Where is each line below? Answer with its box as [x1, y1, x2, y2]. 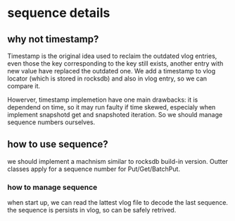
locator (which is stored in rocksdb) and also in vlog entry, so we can [7, 74, 208, 83]
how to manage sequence [7, 182, 98, 192]
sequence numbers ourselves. [7, 118, 96, 126]
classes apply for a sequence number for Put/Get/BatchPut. [7, 165, 181, 173]
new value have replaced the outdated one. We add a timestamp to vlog [7, 67, 216, 75]
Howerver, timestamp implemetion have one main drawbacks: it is [7, 95, 198, 104]
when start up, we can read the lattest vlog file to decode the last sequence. [7, 198, 229, 207]
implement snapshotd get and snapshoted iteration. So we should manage [7, 111, 223, 119]
